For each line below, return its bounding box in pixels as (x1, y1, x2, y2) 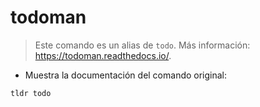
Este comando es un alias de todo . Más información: (34, 39, 251, 51)
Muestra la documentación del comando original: (24, 69, 228, 81)
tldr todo (10, 88, 52, 98)
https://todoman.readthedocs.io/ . (34, 49, 172, 61)
